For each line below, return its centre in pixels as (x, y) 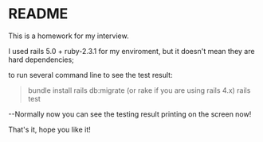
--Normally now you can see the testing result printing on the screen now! (130, 114)
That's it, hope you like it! (50, 129)
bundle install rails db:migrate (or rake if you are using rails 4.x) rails (139, 90)
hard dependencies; (41, 59)
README (38, 14)
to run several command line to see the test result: (90, 75)
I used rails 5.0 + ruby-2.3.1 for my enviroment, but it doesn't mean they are (131, 51)
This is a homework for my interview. (69, 36)
